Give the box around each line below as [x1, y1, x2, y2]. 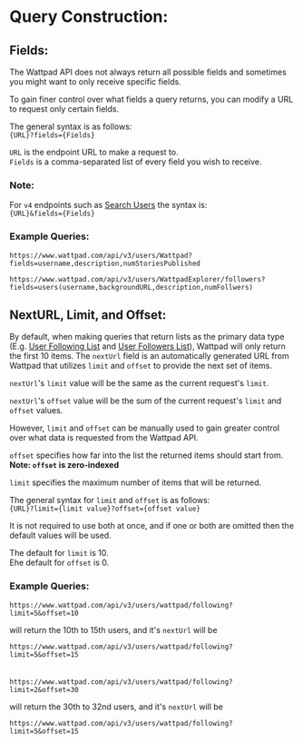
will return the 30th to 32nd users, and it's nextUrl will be [9, 701, 224, 712]
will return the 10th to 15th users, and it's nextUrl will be [9, 624, 218, 635]
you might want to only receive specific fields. [9, 76, 181, 87]
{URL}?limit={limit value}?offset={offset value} [9, 504, 201, 514]
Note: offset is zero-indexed [9, 460, 120, 471]
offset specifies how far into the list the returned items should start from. [9, 450, 284, 461]
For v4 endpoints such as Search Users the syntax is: [9, 200, 208, 211]
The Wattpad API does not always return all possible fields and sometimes [9, 66, 288, 77]
